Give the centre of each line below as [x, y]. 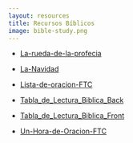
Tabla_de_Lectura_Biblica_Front [72, 116]
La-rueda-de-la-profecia [60, 54]
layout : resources [39, 16]
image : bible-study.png [48, 31]
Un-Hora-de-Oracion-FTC [63, 131]
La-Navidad [39, 69]
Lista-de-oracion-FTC [56, 84]
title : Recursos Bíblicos [51, 23]
